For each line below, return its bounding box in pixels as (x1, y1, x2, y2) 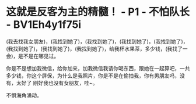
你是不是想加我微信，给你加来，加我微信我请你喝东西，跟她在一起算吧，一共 (6, 64, 190, 71)
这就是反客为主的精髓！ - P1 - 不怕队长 (6, 5, 190, 19)
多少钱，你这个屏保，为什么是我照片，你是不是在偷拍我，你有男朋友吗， (6, 72, 180, 79)
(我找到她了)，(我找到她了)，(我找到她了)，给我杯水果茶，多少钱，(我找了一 (6, 45, 188, 52)
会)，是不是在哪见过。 (6, 52, 60, 59)
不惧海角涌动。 (6, 91, 42, 99)
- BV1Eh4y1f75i (6, 18, 82, 31)
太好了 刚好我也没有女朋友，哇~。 (16, 79, 98, 86)
